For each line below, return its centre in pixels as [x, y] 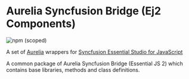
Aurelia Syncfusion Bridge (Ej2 [84, 11]
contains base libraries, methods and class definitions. [73, 69]
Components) [41, 24]
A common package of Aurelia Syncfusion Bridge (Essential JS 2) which [95, 63]
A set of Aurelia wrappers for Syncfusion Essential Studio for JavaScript [94, 51]
